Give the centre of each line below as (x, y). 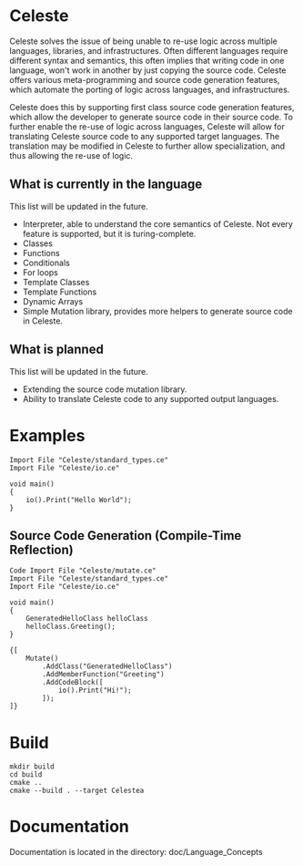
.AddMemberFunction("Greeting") (104, 675)
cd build (26, 775)
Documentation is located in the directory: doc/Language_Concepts (136, 852)
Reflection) (42, 549)
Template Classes (56, 282)
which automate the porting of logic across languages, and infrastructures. (150, 89)
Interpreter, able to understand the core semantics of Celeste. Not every (158, 223)
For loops (40, 272)
